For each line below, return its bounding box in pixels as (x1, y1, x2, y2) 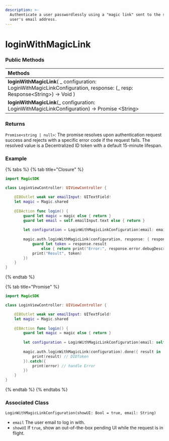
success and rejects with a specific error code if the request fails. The (5, 137, 150, 143)
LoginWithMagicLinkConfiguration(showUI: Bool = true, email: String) (5, 411, 156, 416)
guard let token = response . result (32, 241, 107, 246)
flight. (12, 430, 25, 436)
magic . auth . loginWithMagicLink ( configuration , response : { (23, 237, 150, 242)
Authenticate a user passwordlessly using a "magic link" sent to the (10, 12, 161, 17)
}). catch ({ (23, 359, 46, 364)
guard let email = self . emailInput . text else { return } (23, 218, 145, 223)
